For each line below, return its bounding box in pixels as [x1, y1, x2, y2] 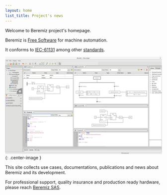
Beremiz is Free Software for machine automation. [5, 37, 108, 43]
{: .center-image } [5, 154, 42, 160]
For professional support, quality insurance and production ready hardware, [5, 179, 161, 185]
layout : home [5, 8, 32, 13]
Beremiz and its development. [5, 169, 66, 175]
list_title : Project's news [5, 13, 64, 18]
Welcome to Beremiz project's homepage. [5, 27, 91, 33]
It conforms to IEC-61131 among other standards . [5, 47, 105, 52]
